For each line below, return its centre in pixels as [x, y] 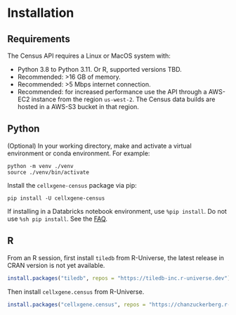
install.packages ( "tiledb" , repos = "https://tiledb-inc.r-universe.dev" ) [119, 278]
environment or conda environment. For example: [79, 153]
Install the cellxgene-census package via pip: [72, 185]
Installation [41, 13]
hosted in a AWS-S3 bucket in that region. [78, 107]
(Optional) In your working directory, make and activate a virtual [99, 146]
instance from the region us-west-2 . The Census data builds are [123, 99]
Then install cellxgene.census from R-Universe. [76, 291]
